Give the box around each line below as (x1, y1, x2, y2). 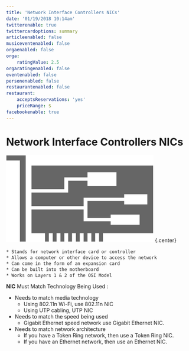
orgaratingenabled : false (6, 65, 70, 71)
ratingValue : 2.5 (17, 59, 60, 65)
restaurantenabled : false (6, 84, 70, 90)
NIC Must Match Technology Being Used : (6, 283, 109, 290)
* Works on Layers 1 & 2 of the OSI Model (6, 272, 112, 278)
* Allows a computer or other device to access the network (6, 254, 158, 261)
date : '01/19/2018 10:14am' (6, 15, 76, 22)
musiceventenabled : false (6, 41, 70, 47)
